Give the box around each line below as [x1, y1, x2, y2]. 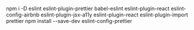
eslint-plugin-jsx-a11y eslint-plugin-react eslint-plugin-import [41, 11, 188, 18]
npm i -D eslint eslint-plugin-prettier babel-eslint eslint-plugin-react [6, 5, 170, 12]
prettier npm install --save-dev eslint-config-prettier [6, 18, 132, 24]
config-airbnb [6, 11, 40, 18]
